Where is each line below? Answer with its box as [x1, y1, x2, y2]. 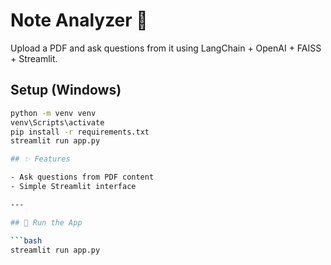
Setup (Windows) [10, 82, 122, 99]
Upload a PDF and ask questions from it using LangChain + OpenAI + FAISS [10, 42, 322, 54]
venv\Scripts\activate [10, 117, 105, 128]
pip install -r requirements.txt [10, 127, 150, 137]
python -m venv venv [10, 108, 97, 118]
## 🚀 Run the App [10, 217, 83, 228]
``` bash [10, 235, 43, 246]
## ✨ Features [10, 154, 71, 164]
